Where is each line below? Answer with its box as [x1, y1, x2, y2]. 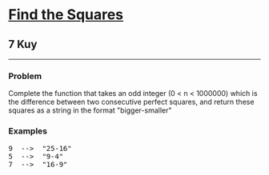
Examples [8, 125, 48, 137]
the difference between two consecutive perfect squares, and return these [8, 97, 255, 107]
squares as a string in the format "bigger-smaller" [8, 105, 172, 115]
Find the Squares [8, 6, 124, 24]
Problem [8, 70, 42, 82]
